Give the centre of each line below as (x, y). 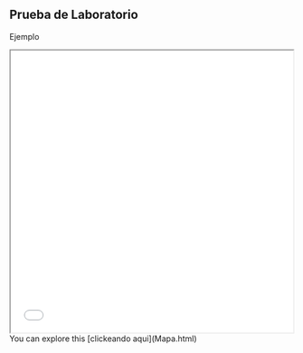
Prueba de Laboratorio (74, 15)
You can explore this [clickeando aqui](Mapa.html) (103, 339)
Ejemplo (24, 36)
